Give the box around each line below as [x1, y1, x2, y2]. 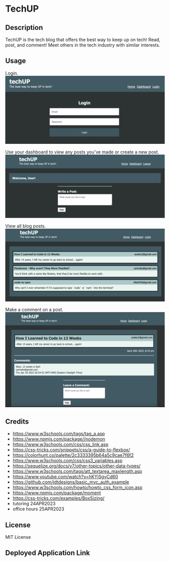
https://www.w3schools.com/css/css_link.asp [12, 441, 109, 448]
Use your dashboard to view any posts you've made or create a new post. [5, 149, 159, 155]
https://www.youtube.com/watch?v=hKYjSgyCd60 [12, 474, 118, 480]
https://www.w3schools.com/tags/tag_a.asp [12, 431, 105, 437]
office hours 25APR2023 [12, 506, 65, 512]
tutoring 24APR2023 [12, 501, 56, 507]
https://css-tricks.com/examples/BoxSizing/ [12, 495, 105, 501]
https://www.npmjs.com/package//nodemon [12, 436, 105, 442]
